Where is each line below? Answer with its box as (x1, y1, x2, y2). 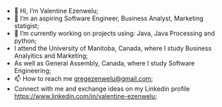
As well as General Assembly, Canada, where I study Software (13, 59, 195, 67)
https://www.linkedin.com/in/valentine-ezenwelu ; (13, 92, 157, 100)
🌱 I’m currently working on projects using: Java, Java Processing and (13, 29, 215, 37)
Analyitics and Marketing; (13, 51, 88, 60)
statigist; (13, 22, 39, 30)
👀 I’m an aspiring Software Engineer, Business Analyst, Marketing (13, 14, 204, 23)
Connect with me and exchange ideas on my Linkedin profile (13, 84, 190, 93)
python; (13, 37, 37, 45)
